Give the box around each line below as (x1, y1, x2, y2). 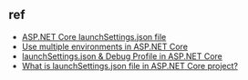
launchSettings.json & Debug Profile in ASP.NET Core (21, 50, 222, 62)
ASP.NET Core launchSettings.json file (21, 31, 167, 42)
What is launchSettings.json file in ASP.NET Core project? (21, 60, 239, 71)
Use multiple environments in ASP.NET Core (21, 41, 189, 52)
